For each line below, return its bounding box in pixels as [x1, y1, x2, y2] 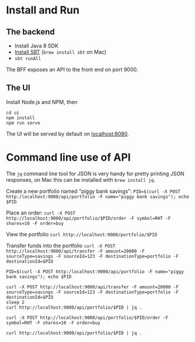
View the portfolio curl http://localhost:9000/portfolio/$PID [6, 230, 158, 237]
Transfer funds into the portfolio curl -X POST [6, 242, 116, 249]
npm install [6, 115, 35, 120]
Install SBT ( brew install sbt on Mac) [14, 49, 107, 56]
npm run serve [6, 120, 41, 126]
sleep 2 [6, 299, 25, 305]
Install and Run [6, 4, 80, 17]
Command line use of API [6, 151, 131, 164]
